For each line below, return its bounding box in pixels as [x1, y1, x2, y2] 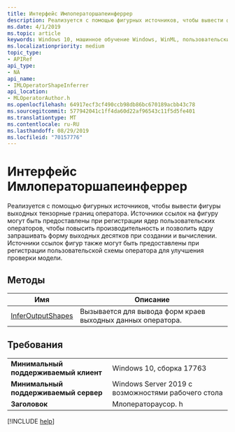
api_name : [7, 75, 36, 82]
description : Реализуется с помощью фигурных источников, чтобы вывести [7, 17, 224, 24]
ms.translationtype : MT [7, 114, 77, 121]
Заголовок [10, 399, 48, 409]
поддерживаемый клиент [10, 368, 103, 377]
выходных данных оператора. [80, 315, 182, 325]
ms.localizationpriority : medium [7, 43, 105, 50]
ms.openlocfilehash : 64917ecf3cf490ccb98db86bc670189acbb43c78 [7, 101, 196, 108]
